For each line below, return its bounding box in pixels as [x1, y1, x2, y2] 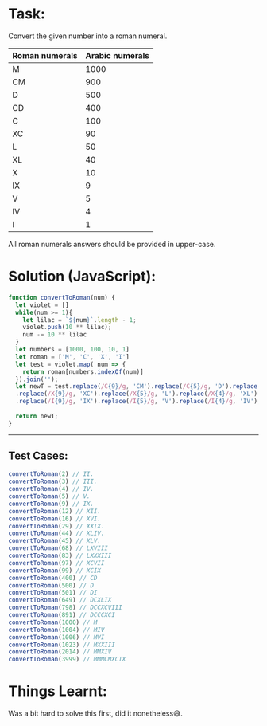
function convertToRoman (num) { [8, 293, 115, 301]
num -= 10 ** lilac [22, 331, 87, 339]
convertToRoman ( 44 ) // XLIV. [8, 529, 105, 538]
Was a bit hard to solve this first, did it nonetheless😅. [8, 708, 183, 718]
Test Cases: [8, 449, 69, 463]
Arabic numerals [85, 49, 149, 61]
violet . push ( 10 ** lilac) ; [22, 324, 112, 332]
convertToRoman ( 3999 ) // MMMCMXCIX [8, 655, 126, 664]
